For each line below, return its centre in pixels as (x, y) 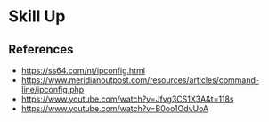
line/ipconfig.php (53, 89)
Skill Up (37, 16)
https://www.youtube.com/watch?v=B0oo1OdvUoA (115, 108)
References (41, 49)
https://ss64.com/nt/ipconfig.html (83, 70)
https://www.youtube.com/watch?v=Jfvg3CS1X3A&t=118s (127, 99)
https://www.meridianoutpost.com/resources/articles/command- (140, 80)
